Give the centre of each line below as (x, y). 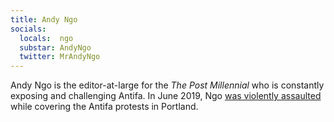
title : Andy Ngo (44, 19)
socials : (28, 29)
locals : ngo (46, 38)
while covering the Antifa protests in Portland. (104, 107)
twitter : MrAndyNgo (60, 57)
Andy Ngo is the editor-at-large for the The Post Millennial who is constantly (167, 85)
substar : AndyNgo (55, 47)
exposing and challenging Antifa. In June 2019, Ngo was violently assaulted (166, 96)
